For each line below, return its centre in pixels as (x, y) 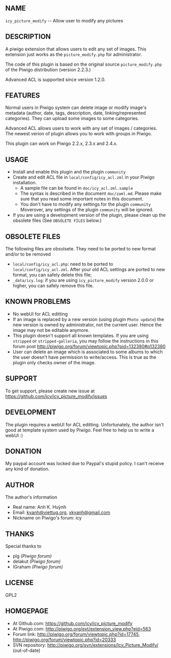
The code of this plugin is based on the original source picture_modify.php (83, 64)
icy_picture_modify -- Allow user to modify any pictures (64, 20)
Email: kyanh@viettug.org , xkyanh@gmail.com (61, 512)
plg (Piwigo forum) (32, 556)
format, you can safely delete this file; (52, 275)
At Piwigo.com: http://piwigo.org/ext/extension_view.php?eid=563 (82, 628)
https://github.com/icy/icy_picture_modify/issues (56, 396)
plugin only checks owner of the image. (54, 362)
